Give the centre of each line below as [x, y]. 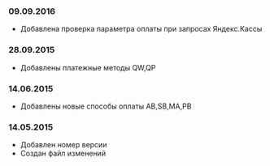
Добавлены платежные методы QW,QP [88, 67]
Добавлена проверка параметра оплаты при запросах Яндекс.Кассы [141, 29]
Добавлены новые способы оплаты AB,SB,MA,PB [106, 106]
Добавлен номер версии [63, 145]
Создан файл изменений [63, 153]
